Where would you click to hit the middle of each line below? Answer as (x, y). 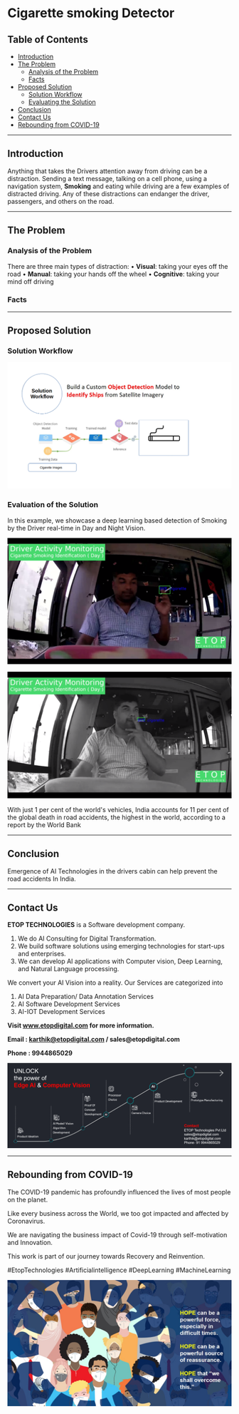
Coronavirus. (26, 1221)
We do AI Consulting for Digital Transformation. (87, 938)
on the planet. (28, 1199)
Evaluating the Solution (62, 102)
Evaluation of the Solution (53, 505)
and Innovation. (30, 1242)
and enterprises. (42, 954)
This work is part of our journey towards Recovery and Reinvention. (106, 1256)
